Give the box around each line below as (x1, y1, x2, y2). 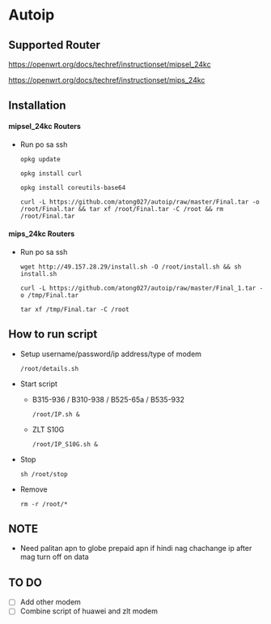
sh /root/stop (19, 470, 68, 478)
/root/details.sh (19, 364, 79, 372)
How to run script (8, 327, 98, 342)
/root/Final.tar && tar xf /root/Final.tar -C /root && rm (19, 204, 224, 213)
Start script (19, 379, 58, 389)
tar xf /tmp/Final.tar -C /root (19, 305, 129, 313)
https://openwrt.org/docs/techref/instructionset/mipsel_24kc (8, 59, 212, 69)
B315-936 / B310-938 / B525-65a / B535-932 (32, 394, 184, 404)
